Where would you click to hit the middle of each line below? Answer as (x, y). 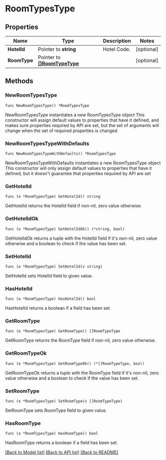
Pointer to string (57, 49)
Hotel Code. (117, 49)
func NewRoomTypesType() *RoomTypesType (47, 105)
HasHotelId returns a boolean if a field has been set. (58, 308)
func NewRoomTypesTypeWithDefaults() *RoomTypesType (61, 154)
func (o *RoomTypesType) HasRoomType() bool (52, 434)
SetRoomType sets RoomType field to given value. (56, 410)
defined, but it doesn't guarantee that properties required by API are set (78, 173)
